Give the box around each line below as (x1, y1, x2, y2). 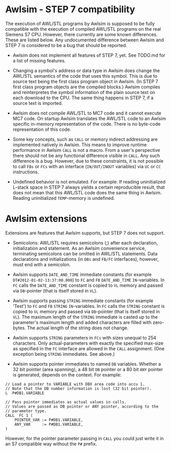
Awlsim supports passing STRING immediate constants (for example (12, 298, 154, 304)
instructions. (12, 169, 39, 175)
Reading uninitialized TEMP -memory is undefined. (12, 195, 115, 201)
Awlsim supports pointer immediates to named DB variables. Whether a (12, 360, 161, 367)
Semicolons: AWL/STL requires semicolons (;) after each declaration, (12, 239, 158, 246)
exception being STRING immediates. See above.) (12, 351, 115, 357)
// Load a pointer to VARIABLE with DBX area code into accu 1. (5, 381, 145, 387)
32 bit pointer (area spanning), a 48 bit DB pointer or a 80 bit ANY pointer (12, 366, 163, 372)
